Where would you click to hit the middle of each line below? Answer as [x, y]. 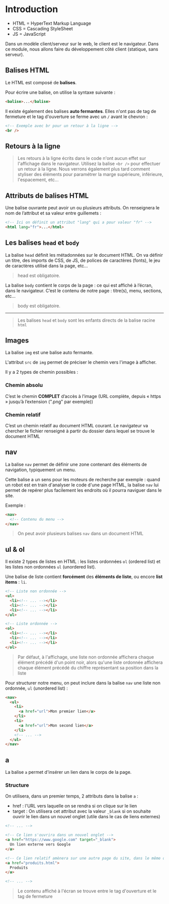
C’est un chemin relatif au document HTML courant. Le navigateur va [77, 425]
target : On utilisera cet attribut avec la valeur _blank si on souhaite [81, 811]
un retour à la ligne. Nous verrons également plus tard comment [84, 169]
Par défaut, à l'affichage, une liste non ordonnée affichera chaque [86, 657]
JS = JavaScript [29, 34]
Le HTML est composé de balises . [41, 82]
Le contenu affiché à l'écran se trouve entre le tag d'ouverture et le [87, 891]
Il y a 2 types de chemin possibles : [42, 372]
